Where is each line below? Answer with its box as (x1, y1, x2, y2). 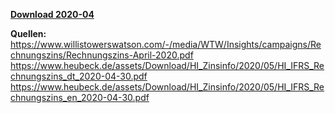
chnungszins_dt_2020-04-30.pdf (10, 70, 148, 82)
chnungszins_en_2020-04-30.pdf (10, 92, 150, 103)
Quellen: (10, 28, 47, 39)
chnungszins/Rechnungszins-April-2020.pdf (10, 49, 194, 61)
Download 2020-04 (10, 9, 95, 20)
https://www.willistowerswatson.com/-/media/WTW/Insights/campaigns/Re (10, 39, 322, 50)
